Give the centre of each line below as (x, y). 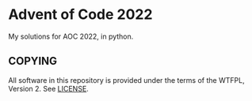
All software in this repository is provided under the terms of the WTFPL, (126, 80)
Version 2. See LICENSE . (48, 88)
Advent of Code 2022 (80, 15)
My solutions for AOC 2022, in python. (71, 36)
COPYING (33, 61)
